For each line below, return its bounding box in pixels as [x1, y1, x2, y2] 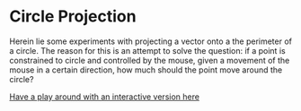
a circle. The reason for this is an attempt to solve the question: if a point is [9, 45, 286, 55]
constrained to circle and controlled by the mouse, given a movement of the [9, 55, 290, 65]
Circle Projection [9, 6, 137, 27]
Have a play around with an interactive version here [9, 91, 200, 102]
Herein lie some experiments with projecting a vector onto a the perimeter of [9, 36, 292, 47]
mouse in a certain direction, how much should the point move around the [9, 64, 283, 75]
